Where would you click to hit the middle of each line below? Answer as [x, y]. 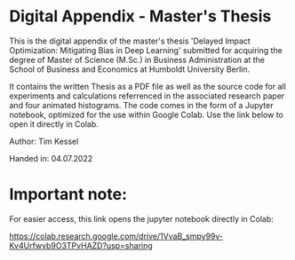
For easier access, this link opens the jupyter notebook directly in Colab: [141, 218]
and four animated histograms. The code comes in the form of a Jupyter [141, 105]
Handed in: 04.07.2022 [51, 158]
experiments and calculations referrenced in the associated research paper [147, 96]
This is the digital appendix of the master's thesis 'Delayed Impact [130, 41]
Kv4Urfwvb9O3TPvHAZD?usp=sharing [81, 245]
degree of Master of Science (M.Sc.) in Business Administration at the [137, 59]
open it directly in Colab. [54, 124]
